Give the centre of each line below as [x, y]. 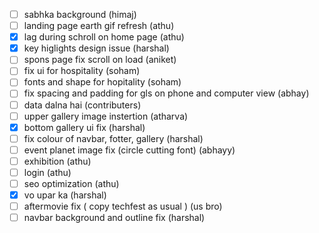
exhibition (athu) [57, 161]
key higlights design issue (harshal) [96, 48]
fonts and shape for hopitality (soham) [102, 82]
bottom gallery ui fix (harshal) [84, 127]
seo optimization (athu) [71, 183]
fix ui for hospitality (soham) [82, 71]
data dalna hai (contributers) [82, 105]
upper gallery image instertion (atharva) [106, 116]
